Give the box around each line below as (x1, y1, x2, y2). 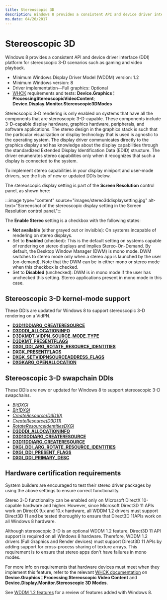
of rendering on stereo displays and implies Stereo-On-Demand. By (12, 243, 151, 249)
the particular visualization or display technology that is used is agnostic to (5, 132, 158, 138)
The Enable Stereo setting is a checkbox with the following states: (5, 218, 141, 224)
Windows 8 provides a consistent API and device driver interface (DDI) (5, 54, 150, 60)
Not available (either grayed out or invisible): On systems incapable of (12, 227, 157, 233)
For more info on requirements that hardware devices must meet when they (5, 564, 160, 570)
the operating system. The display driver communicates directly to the (5, 137, 149, 143)
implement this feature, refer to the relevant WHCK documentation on (5, 569, 148, 575)
